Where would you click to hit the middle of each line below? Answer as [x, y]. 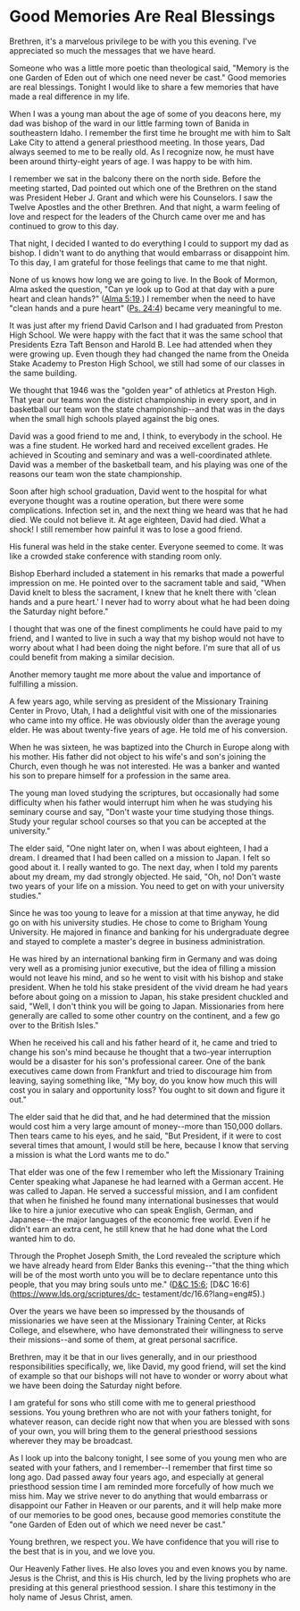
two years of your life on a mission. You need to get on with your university [147, 885]
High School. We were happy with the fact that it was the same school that [146, 335]
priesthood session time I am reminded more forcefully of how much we [142, 1486]
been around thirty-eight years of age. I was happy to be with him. [131, 161]
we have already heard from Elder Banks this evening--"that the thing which [149, 1265]
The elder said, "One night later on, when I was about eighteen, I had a [139, 848]
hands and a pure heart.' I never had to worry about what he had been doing [150, 601]
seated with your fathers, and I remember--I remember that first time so [141, 1467]
